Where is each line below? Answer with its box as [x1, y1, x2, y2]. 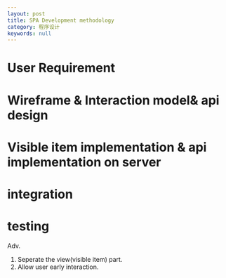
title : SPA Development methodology [7, 17, 114, 24]
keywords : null [7, 29, 52, 37]
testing [7, 218, 50, 234]
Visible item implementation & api [7, 139, 207, 155]
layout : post [7, 10, 46, 18]
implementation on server [7, 154, 161, 170]
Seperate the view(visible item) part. [17, 255, 123, 263]
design [7, 107, 48, 123]
